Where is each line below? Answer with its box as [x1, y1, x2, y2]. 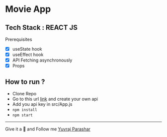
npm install [12, 108, 37, 113]
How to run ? [5, 77, 45, 86]
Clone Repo [12, 91, 37, 97]
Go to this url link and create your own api [12, 96, 98, 102]
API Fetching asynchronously [12, 57, 73, 63]
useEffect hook [12, 52, 44, 58]
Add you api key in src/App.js [12, 101, 73, 107]
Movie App [5, 3, 51, 15]
